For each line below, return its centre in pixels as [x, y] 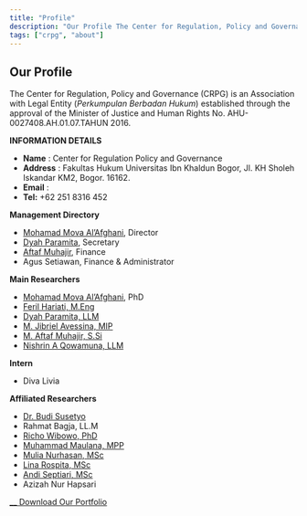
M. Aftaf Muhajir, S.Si [63, 336]
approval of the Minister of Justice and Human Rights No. [117, 113]
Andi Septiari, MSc [58, 475]
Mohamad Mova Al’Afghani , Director [90, 233]
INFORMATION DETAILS [56, 141]
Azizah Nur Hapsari [59, 484]
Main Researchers [45, 279]
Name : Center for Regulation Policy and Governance [122, 158]
